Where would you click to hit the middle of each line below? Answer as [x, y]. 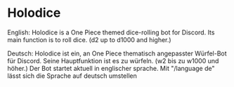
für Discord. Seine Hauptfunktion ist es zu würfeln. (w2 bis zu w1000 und [113, 60]
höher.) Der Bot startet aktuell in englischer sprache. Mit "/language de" [111, 68]
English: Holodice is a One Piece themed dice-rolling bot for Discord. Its [111, 32]
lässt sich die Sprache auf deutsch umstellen [72, 76]
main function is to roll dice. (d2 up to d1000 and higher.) [89, 39]
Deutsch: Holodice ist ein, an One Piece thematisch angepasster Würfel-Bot [117, 53]
